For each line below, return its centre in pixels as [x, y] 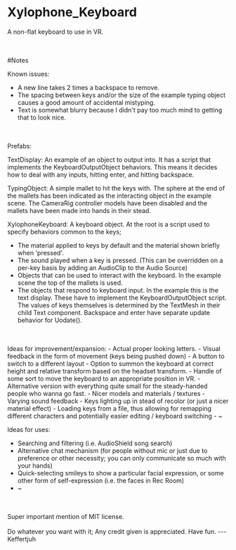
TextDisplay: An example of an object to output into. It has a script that [109, 160]
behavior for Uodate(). [50, 320]
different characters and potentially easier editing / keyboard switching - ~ [115, 416]
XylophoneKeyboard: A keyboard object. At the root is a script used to [109, 224]
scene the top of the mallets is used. [70, 283]
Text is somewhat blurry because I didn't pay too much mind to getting [120, 110]
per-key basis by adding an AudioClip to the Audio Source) [103, 267]
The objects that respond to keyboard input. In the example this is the [118, 290]
